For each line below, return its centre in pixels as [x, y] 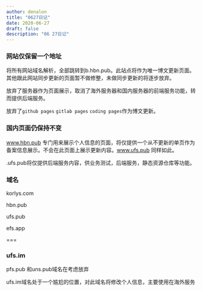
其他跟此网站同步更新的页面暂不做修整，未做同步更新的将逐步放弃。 [90, 78]
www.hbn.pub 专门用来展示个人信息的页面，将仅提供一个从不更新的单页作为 [101, 142]
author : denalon [26, 12]
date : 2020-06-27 [28, 23]
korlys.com [20, 194]
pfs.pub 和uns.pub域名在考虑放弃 [47, 269]
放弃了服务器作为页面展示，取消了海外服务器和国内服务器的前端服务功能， [98, 91]
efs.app [16, 228]
